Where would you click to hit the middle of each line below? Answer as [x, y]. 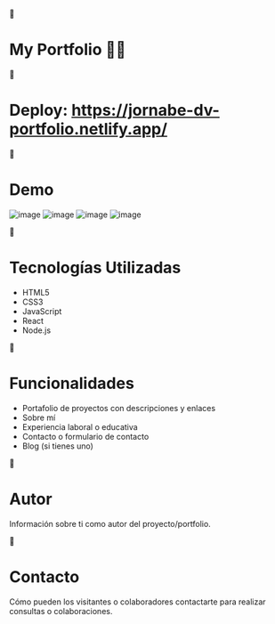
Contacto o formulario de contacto [85, 436]
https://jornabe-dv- [145, 110]
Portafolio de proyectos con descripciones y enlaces [119, 408]
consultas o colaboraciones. [61, 611]
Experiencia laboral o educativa [80, 426]
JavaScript [42, 311]
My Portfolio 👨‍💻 [68, 50]
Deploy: [39, 110]
